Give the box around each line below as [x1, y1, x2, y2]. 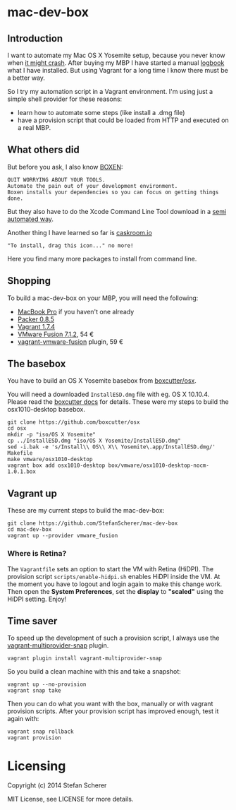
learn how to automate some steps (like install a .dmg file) [17, 109, 185, 117]
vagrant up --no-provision [7, 681, 87, 689]
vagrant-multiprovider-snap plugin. [7, 641, 109, 650]
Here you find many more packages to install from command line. [7, 254, 197, 263]
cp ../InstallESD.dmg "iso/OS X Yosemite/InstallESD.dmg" [7, 437, 181, 445]
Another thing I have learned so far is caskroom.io [7, 228, 153, 237]
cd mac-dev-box [7, 526, 52, 533]
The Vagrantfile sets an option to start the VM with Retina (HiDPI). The [7, 564, 213, 573]
